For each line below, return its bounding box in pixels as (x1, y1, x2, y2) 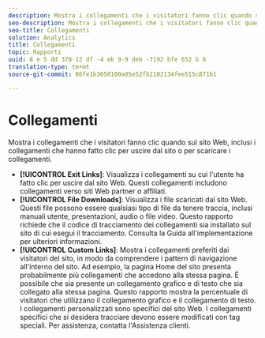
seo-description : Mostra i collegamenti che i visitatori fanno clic (8, 19, 242, 27)
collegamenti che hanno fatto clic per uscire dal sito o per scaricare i (8, 145, 231, 155)
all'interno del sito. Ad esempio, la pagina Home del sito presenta (19, 261, 231, 271)
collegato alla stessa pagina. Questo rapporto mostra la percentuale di (19, 287, 248, 296)
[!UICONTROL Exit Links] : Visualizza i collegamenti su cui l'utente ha (19, 169, 244, 178)
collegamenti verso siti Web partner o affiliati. (19, 186, 167, 196)
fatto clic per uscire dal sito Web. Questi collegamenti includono (19, 178, 227, 187)
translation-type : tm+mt (8, 63, 90, 71)
